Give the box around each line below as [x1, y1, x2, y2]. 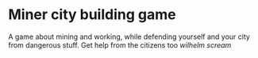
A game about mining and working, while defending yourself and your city [8, 32, 250, 41]
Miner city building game [8, 6, 176, 24]
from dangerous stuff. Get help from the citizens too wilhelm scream [8, 40, 232, 49]
